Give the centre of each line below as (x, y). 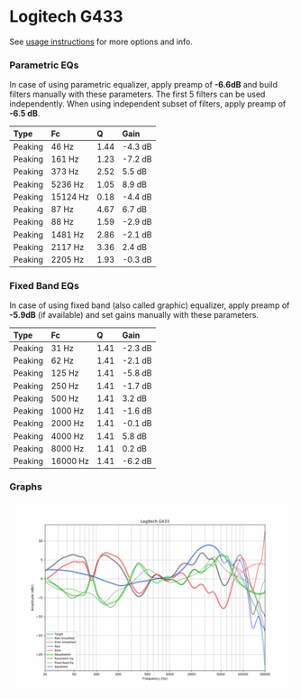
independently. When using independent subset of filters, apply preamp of (148, 104)
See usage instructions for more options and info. (101, 42)
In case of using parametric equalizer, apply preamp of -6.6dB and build (143, 85)
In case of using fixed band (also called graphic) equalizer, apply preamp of (150, 305)
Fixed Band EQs (44, 285)
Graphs (26, 487)
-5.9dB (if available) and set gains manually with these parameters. (134, 315)
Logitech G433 (66, 17)
